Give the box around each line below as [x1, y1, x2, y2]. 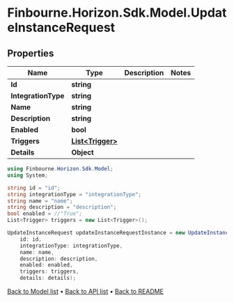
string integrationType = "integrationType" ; [7, 191, 141, 198]
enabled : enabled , [19, 262, 73, 269]
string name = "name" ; [7, 197, 73, 205]
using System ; [7, 172, 49, 179]
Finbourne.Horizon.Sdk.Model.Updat [7, 5, 227, 21]
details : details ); [19, 275, 77, 282]
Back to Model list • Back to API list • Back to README [7, 287, 164, 295]
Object [71, 148, 94, 157]
